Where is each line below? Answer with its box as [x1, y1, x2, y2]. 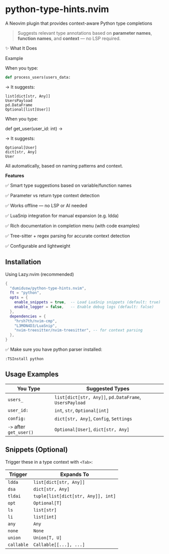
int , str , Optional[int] [54, 407, 109, 414]
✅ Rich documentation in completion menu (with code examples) [5, 223, 140, 229]
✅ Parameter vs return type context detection [5, 192, 100, 198]
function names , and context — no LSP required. [17, 35, 121, 41]
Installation [5, 258, 41, 266]
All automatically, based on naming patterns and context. [5, 162, 123, 169]
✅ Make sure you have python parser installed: [5, 347, 102, 352]
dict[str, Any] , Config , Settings [54, 415, 132, 422]
